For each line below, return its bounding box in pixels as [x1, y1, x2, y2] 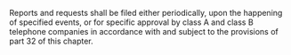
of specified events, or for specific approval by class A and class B [9, 17, 254, 27]
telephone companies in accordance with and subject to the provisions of [9, 27, 279, 36]
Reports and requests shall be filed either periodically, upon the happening [9, 8, 283, 18]
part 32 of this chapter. [9, 35, 93, 46]
